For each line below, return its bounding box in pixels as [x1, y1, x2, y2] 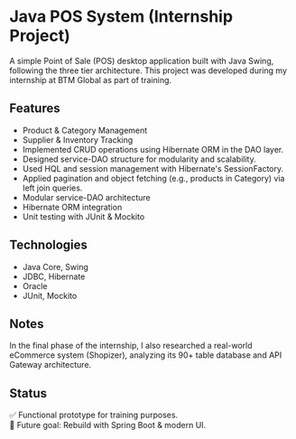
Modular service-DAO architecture [22, 191, 151, 202]
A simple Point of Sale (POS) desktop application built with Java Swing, [9, 55, 274, 66]
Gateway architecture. [9, 360, 92, 370]
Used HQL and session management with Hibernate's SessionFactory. [22, 163, 284, 173]
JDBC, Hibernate [22, 271, 86, 282]
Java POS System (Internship [9, 6, 233, 27]
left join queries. [22, 182, 83, 193]
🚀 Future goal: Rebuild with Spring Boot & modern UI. [9, 420, 207, 431]
